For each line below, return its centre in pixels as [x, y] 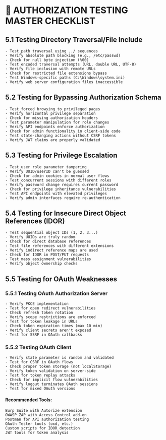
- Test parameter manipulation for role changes [57, 122]
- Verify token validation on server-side [50, 371]
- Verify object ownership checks [42, 264]
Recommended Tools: [29, 400]
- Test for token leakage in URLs [42, 322]
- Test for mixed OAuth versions [40, 389]
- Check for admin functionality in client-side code [63, 131]
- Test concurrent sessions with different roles [59, 180]
